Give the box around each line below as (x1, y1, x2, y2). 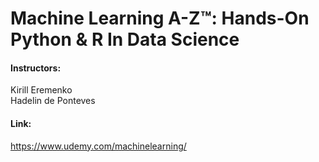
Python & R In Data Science (10, 28, 240, 51)
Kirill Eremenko (10, 84, 73, 96)
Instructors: (10, 62, 62, 74)
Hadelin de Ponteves (10, 95, 96, 107)
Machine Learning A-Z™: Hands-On (10, 7, 310, 30)
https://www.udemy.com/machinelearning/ (10, 140, 187, 152)
